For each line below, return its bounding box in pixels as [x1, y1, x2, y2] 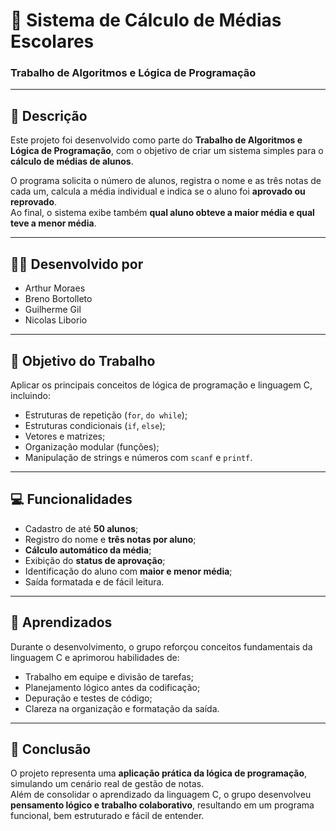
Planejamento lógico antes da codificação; [24, 681, 201, 693]
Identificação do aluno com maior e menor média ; [24, 565, 233, 577]
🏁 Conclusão [10, 740, 92, 758]
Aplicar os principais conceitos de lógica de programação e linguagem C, [10, 379, 313, 391]
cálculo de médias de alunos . [10, 155, 134, 168]
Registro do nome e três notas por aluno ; [24, 533, 197, 545]
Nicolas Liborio [24, 314, 88, 326]
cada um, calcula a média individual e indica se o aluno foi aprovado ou [10, 185, 306, 198]
